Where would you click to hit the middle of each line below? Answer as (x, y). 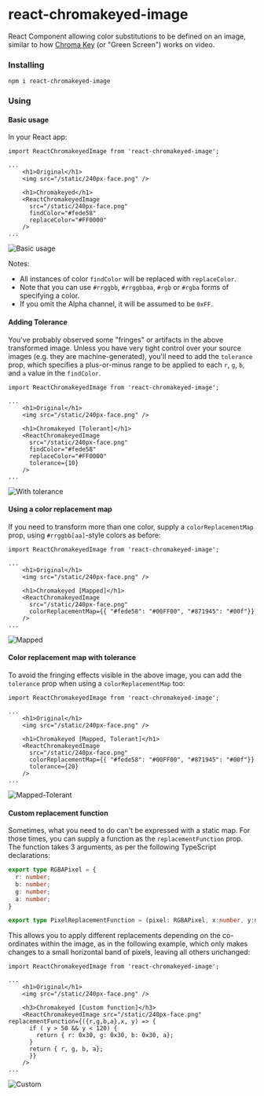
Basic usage (29, 119)
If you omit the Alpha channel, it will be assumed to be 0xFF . (116, 304)
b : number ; (33, 884)
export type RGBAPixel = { (52, 870)
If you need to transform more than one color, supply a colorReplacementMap (131, 526)
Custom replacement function (58, 813)
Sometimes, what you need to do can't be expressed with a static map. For (129, 830)
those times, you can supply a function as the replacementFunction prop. (126, 839)
